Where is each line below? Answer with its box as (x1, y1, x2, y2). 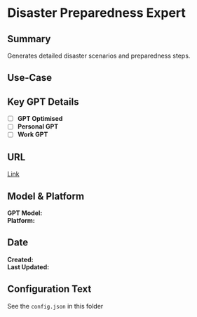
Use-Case (7, 72, 53, 84)
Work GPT (17, 130, 48, 138)
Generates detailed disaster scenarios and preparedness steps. (7, 51, 191, 60)
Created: (7, 255, 34, 264)
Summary (7, 33, 51, 45)
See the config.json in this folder (7, 302, 104, 310)
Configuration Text (7, 283, 92, 295)
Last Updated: (7, 262, 50, 271)
